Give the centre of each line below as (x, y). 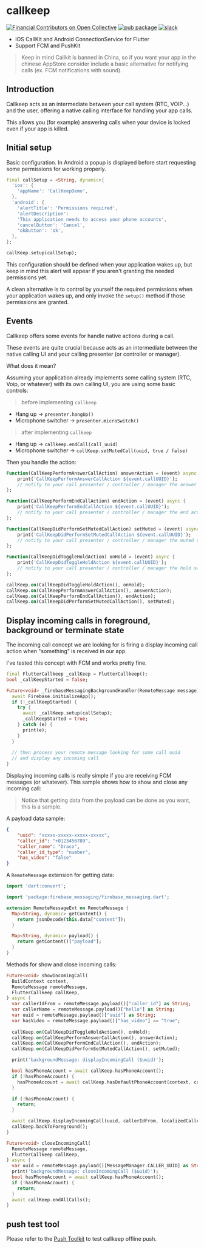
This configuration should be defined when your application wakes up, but (99, 264)
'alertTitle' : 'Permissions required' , (68, 208)
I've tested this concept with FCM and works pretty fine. (76, 663)
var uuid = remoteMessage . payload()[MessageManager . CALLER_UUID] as (100, 1166)
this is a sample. (41, 807)
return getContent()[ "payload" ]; (59, 941)
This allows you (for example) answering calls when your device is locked (98, 122)
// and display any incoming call (55, 758)
